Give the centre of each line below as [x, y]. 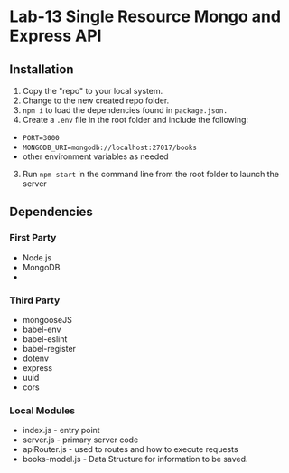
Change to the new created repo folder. [96, 100]
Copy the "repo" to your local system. [93, 91]
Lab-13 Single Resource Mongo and [145, 17]
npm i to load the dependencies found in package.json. [125, 110]
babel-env [42, 329]
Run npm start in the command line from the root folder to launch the [151, 174]
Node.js [37, 257]
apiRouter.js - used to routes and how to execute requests [130, 449]
